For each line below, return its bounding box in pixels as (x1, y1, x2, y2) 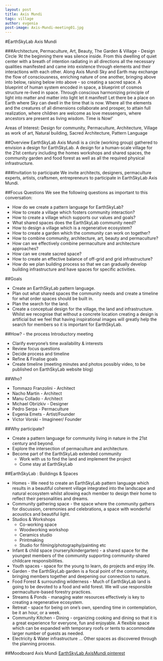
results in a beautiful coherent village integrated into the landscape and (12, 485, 155, 491)
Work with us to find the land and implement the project (19, 456, 131, 462)
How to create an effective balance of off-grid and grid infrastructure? (12, 256, 153, 262)
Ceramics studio (19, 532, 53, 538)
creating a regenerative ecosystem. (12, 600, 84, 605)
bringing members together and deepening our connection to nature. (12, 574, 151, 580)
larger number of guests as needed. (12, 630, 84, 637)
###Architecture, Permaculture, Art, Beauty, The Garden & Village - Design (5, 48, 155, 54)
